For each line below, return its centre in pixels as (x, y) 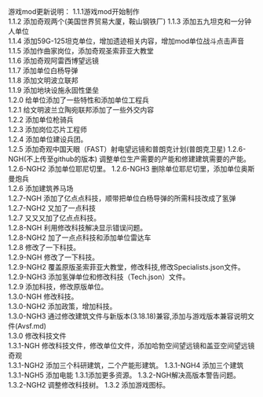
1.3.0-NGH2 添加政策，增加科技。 (62, 306)
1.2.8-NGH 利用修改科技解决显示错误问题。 (78, 228)
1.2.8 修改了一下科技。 (44, 247)
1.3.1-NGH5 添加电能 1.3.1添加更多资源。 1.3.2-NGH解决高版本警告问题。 (124, 375)
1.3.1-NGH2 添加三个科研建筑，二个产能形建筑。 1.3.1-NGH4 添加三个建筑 (126, 365)
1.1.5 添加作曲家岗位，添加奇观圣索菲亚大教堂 (81, 51)
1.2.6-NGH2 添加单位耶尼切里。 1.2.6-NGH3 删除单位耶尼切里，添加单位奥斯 (131, 169)
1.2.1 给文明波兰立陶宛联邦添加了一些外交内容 (81, 110)
